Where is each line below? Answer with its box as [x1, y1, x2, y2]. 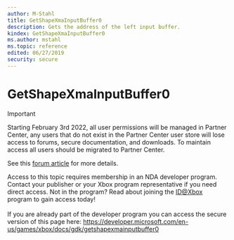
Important [7, 109, 36, 118]
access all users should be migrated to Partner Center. [7, 145, 165, 154]
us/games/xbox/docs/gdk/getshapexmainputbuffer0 [7, 225, 160, 233]
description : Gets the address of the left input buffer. [7, 23, 181, 30]
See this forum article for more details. [7, 159, 119, 167]
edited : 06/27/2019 [7, 50, 65, 57]
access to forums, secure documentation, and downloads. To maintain [7, 138, 211, 146]
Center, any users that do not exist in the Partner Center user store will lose [7, 131, 225, 139]
